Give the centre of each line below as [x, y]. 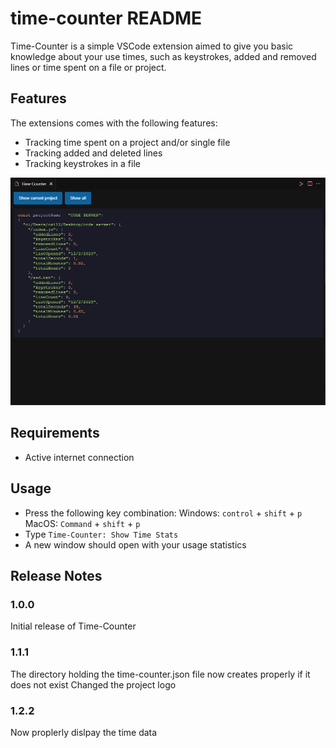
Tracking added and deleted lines [93, 153]
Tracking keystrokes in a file [82, 163]
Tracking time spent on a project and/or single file [127, 142]
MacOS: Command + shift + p [82, 523]
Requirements [55, 433]
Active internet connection [79, 457]
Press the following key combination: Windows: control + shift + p [163, 513]
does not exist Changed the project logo [93, 684]
